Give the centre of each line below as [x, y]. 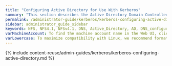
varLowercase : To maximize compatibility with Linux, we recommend [79, 39]
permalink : [17, 19]
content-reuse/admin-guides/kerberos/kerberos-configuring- [94, 53]
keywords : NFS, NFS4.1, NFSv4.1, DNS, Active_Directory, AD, [72, 29]
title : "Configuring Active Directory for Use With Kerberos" [73, 10]
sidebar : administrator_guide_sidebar [47, 24]
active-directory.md [26, 58]
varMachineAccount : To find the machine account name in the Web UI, [81, 34]
